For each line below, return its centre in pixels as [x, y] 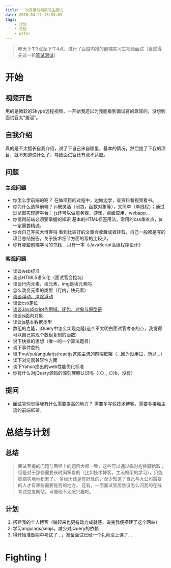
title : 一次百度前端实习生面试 [34, 10]
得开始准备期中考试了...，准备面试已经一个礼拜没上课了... [72, 535]
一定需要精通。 [28, 225]
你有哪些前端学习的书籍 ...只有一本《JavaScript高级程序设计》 [78, 244]
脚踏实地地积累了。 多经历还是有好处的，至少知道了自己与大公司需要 [90, 478]
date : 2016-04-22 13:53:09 [34, 15]
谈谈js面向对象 [28, 316]
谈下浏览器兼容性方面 [35, 360]
